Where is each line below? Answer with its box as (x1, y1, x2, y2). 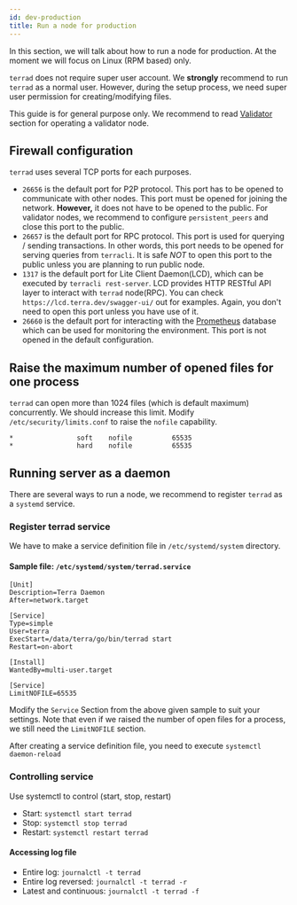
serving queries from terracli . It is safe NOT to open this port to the (21, 250, 272, 261)
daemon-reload (9, 750, 62, 759)
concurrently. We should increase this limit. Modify (9, 407, 195, 417)
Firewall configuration (9, 143, 134, 158)
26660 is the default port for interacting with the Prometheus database (21, 316, 277, 326)
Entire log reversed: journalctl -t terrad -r (21, 876, 188, 886)
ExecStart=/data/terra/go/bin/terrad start (9, 635, 173, 644)
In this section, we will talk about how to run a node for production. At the (9, 45, 277, 56)
